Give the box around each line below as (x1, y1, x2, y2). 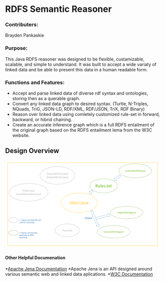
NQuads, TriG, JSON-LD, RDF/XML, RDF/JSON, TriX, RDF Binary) (12, 106, 145, 112)
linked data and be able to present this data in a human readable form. (5, 66, 148, 72)
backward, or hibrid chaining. (12, 116, 73, 122)
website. (12, 132, 30, 138)
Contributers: (5, 21, 39, 28)
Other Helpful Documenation (5, 254, 66, 261)
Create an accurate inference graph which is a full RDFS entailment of (12, 122, 155, 128)
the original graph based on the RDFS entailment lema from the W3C (12, 127, 152, 133)
